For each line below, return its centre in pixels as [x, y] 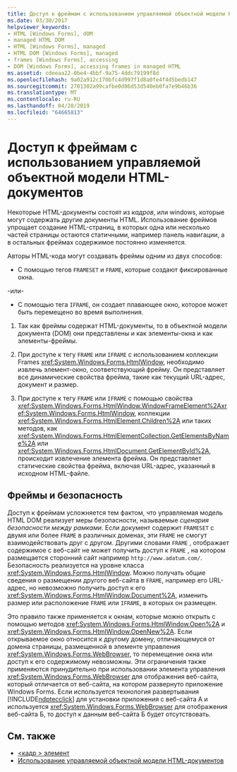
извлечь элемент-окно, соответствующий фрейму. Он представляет [121, 369]
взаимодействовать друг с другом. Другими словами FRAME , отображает [118, 542]
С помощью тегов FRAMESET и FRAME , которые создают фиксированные [122, 269]
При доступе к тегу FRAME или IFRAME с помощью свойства [105, 398]
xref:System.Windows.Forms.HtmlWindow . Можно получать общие [107, 573]
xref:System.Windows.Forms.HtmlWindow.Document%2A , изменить [108, 595]
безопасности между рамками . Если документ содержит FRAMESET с [111, 527]
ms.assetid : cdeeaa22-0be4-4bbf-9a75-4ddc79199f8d [83, 73]
